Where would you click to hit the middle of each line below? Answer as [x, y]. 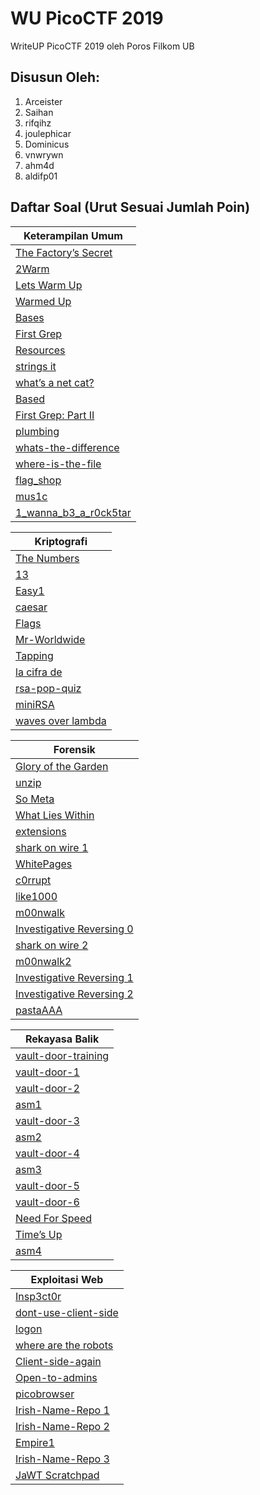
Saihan [39, 112]
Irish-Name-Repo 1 [62, 1410]
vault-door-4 [47, 1153]
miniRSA [35, 704]
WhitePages [44, 864]
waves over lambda [61, 720]
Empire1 [35, 1442]
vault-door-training [62, 1055]
